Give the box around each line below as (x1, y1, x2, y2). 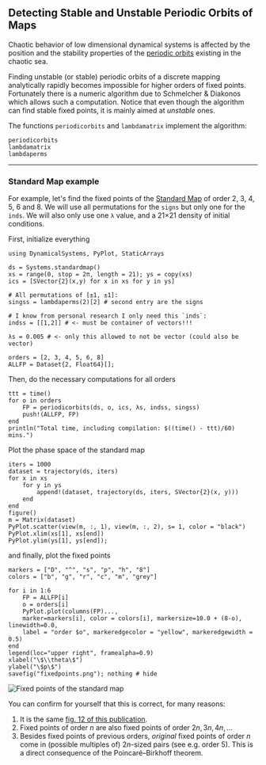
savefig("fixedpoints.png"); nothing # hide (8, 670, 158, 678)
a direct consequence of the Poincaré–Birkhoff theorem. (19, 748, 203, 758)
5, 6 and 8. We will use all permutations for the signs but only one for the (8, 202, 245, 212)
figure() (8, 509, 37, 517)
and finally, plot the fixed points (8, 550, 111, 561)
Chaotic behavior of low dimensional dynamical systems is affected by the (8, 40, 251, 49)
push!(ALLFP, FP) (22, 411, 80, 419)
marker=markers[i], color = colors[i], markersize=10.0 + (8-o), (22, 615, 243, 622)
